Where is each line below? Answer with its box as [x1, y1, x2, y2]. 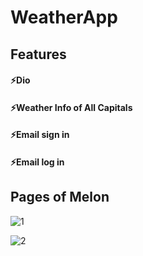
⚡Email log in [10, 156, 65, 168]
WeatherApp [10, 6, 118, 29]
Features [10, 46, 67, 63]
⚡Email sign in [10, 129, 70, 141]
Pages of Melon [10, 189, 110, 206]
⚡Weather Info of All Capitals [10, 101, 133, 113]
